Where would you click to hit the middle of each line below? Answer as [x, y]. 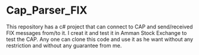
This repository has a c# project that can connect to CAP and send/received [99, 27]
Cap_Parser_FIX [47, 10]
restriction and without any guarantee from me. [64, 46]
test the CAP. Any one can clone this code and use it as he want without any [100, 39]
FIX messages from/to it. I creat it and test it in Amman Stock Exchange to [97, 33]
